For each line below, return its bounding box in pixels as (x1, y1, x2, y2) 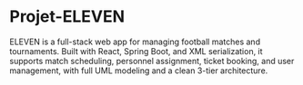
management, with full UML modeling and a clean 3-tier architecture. (9, 65, 268, 76)
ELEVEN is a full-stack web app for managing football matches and (9, 36, 261, 47)
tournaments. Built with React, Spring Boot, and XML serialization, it (9, 45, 263, 56)
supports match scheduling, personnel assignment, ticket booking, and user (9, 55, 295, 66)
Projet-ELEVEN (9, 6, 126, 27)
